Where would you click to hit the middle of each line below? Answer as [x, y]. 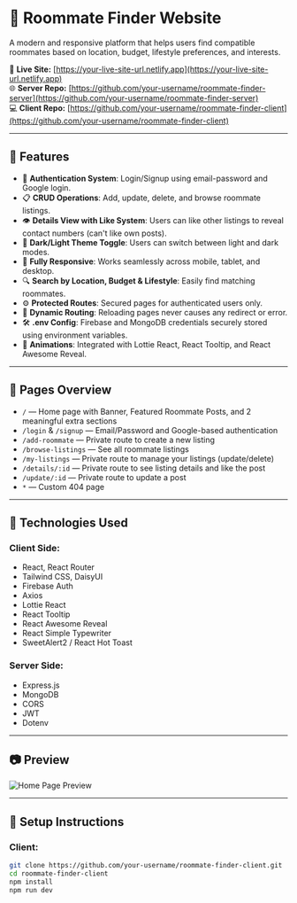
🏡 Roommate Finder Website [115, 18]
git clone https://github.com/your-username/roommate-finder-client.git [146, 866]
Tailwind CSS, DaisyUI [62, 577]
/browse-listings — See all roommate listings [106, 449]
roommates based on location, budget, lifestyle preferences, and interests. [145, 51]
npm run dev [31, 890]
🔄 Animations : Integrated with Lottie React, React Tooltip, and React [146, 344]
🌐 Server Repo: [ [41, 88]
